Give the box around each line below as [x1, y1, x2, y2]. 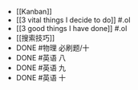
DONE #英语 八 [15, 53, 67, 62]
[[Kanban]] [15, 7, 52, 16]
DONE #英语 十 [15, 73, 67, 82]
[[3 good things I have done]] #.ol [15, 24, 128, 33]
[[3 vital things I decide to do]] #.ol [15, 15, 131, 25]
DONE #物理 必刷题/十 [15, 43, 90, 53]
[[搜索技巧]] [15, 33, 55, 42]
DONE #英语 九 [15, 63, 67, 72]
